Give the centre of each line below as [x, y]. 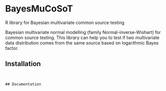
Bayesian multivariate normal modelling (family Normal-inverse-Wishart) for [83, 32]
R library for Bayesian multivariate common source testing [65, 22]
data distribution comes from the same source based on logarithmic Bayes [82, 42]
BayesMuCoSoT [39, 9]
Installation [23, 64]
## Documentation [23, 84]
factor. [12, 48]
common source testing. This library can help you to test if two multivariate [82, 37]
